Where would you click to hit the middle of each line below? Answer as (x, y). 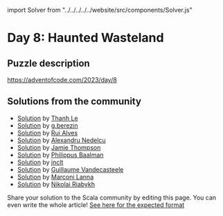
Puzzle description (48, 63)
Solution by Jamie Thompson (59, 147)
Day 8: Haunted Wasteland (86, 38)
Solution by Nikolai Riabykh (56, 184)
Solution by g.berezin (47, 125)
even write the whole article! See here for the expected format (96, 205)
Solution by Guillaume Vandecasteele (70, 169)
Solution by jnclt (40, 162)
